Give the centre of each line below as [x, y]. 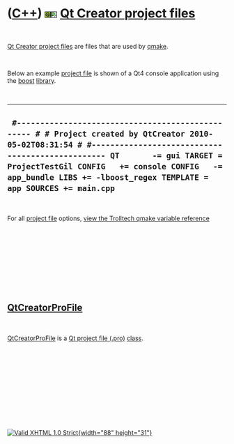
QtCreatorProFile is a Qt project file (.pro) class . [76, 338]
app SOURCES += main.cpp [61, 189]
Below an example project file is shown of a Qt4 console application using [113, 73]
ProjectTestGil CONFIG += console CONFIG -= [115, 167]
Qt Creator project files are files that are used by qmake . [88, 46]
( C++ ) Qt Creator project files [101, 14]
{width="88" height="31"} [115, 432]
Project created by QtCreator [120, 134]
